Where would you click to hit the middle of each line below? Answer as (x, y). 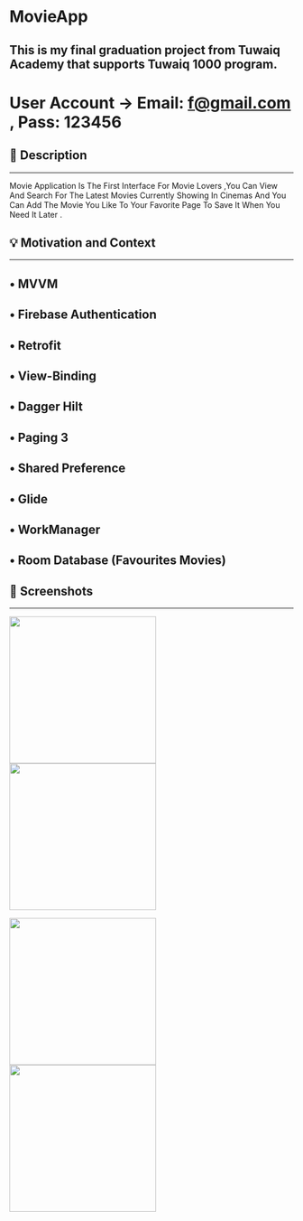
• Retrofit (35, 345)
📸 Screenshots (51, 591)
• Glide (28, 499)
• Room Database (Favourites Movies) (118, 561)
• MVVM (34, 283)
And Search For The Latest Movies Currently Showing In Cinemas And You (148, 195)
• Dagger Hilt (46, 407)
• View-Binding (53, 376)
